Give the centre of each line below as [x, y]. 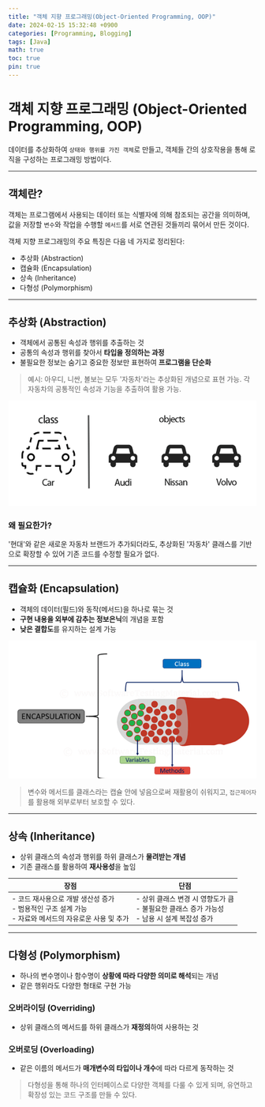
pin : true [24, 67]
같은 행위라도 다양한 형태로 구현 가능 [75, 986]
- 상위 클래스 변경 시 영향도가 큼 [185, 899]
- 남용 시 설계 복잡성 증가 [174, 919]
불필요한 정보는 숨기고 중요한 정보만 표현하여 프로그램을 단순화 [115, 363]
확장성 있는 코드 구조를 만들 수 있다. [82, 1095]
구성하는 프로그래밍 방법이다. [67, 159]
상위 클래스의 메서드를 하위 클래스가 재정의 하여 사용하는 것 [109, 1026]
